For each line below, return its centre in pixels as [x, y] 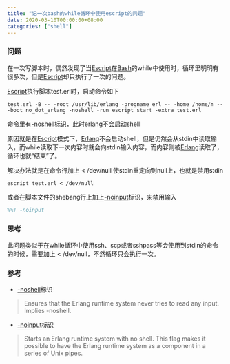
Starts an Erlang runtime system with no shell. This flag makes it [115, 339]
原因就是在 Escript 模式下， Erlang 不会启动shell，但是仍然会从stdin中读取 [109, 138]
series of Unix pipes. [53, 353]
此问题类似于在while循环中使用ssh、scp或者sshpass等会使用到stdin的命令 [113, 245]
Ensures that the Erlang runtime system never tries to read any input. [121, 303]
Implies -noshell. [48, 311]
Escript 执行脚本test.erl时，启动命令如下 [63, 91]
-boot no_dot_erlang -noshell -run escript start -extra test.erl [104, 110]
